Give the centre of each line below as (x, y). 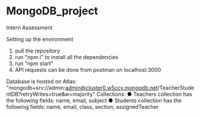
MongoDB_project (52, 11)
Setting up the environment (40, 39)
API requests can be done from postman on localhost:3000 (88, 69)
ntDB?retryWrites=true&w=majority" (51, 94)
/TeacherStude (176, 87)
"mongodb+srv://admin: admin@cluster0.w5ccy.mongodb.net (82, 87)
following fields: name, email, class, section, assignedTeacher (82, 106)
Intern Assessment (29, 28)
